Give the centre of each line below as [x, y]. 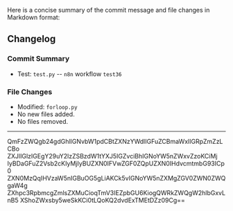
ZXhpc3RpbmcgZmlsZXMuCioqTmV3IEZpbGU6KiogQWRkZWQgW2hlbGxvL [116, 192]
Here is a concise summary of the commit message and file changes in [109, 10]
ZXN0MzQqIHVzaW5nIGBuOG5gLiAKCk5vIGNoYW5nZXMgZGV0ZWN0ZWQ [116, 178]
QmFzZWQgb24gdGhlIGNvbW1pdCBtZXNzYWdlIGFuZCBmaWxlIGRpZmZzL [115, 141]
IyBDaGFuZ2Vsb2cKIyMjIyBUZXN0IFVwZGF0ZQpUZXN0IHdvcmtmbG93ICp [116, 163]
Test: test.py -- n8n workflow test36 [69, 74]
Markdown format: [34, 17]
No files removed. [43, 121]
